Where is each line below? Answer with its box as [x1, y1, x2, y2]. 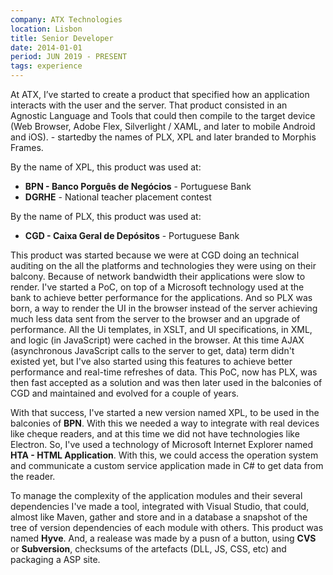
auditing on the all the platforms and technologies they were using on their [10, 260, 317, 271]
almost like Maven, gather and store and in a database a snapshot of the [10, 511, 308, 523]
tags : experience [10, 61, 83, 71]
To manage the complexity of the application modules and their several [10, 490, 303, 501]
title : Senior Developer [10, 33, 114, 43]
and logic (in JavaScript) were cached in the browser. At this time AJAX [10, 334, 305, 346]
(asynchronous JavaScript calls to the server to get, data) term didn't [10, 345, 295, 356]
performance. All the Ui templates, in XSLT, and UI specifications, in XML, [10, 324, 313, 335]
